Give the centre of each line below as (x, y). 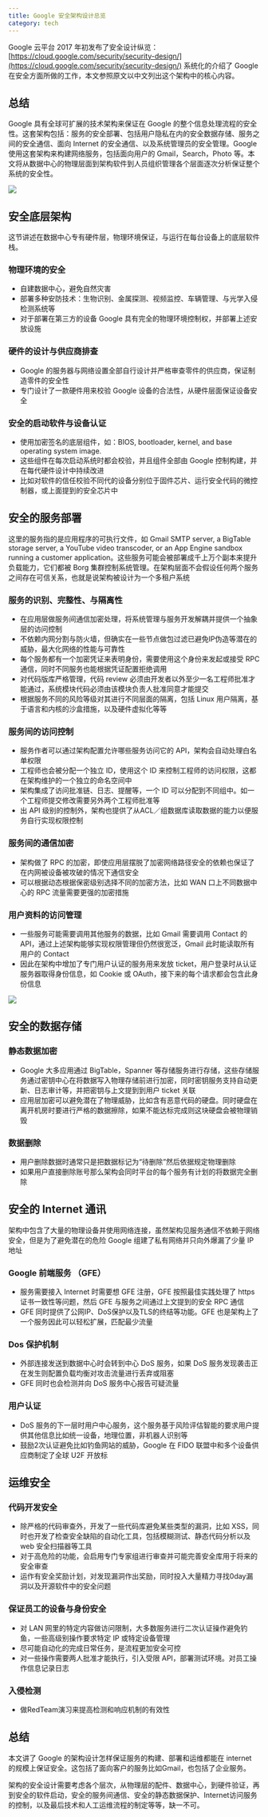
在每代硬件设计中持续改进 (62, 471)
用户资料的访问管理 (45, 915)
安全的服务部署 (45, 518)
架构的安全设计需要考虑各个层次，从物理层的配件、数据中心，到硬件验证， (130, 1785)
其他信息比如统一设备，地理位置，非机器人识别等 (107, 1435)
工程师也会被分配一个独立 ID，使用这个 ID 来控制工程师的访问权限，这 (134, 771)
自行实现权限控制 (55, 821)
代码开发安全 (33, 1508)
